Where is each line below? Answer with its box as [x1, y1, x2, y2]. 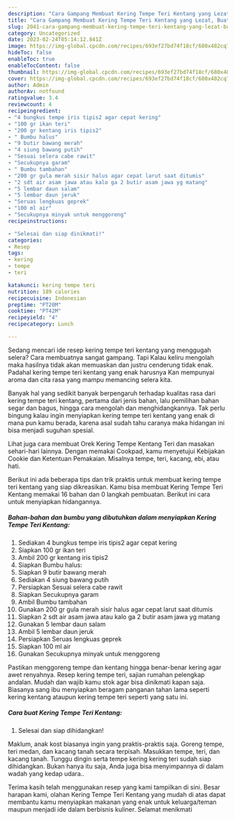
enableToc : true [8, 56, 55, 63]
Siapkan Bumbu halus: [17, 561, 83, 569]
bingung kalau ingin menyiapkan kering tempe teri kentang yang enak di [8, 411, 215, 419]
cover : [8, 75, 27, 82]
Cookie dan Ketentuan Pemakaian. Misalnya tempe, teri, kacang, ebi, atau [8, 454, 220, 462]
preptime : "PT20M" [8, 301, 61, 308]
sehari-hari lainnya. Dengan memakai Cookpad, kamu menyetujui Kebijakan [8, 447, 225, 455]
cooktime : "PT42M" [8, 307, 61, 314]
